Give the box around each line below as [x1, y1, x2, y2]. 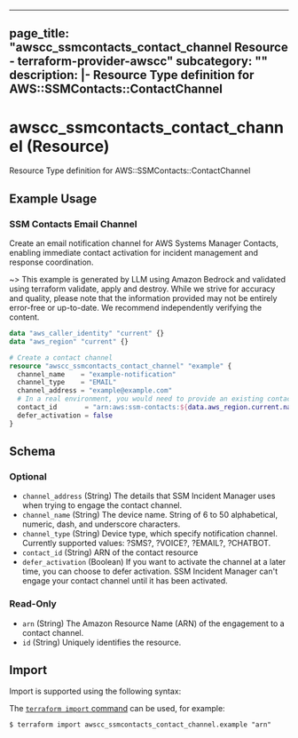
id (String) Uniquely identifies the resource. [21, 637, 182, 647]
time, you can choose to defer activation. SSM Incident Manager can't [21, 566, 278, 577]
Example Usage [9, 191, 98, 206]
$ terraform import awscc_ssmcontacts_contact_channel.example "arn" [9, 720, 272, 729]
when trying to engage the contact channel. [21, 500, 183, 511]
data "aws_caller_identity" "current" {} [9, 329, 165, 338]
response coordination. [9, 257, 94, 267]
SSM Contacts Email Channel [9, 218, 137, 230]
